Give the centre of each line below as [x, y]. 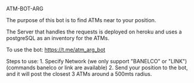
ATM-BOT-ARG [25, 9]
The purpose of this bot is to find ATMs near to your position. [81, 20]
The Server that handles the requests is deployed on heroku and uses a [94, 32]
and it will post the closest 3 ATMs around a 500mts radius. [79, 74]
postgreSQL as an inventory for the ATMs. [58, 38]
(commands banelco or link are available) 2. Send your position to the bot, [97, 67]
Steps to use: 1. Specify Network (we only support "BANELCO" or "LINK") [97, 61]
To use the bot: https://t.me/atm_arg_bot [56, 50]
